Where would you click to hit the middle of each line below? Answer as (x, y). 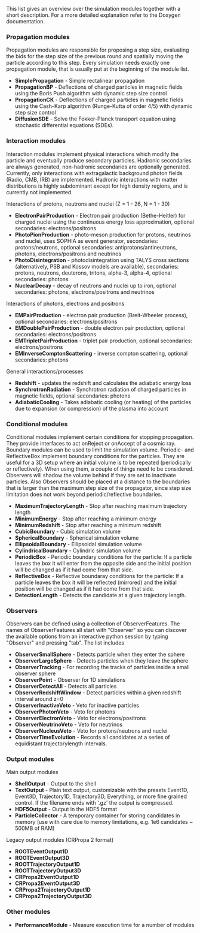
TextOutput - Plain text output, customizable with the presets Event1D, (102, 790)
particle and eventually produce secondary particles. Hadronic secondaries (99, 160)
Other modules (28, 912)
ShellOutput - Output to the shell (56, 784)
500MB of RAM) (35, 828)
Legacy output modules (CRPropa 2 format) (60, 840)
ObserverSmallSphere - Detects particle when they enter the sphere (100, 654)
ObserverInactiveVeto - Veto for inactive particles (77, 705)
